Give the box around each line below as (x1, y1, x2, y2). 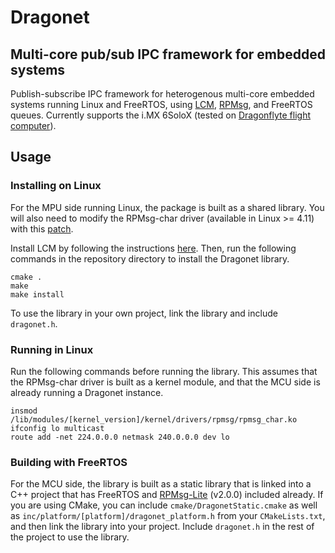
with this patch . (10, 222, 74, 235)
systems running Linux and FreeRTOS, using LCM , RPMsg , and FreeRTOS (10, 99, 313, 110)
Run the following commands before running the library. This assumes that (10, 365, 318, 377)
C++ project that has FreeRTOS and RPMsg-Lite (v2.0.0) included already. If (10, 489, 324, 501)
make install (10, 289, 65, 300)
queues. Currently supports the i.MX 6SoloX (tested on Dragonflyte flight (10, 109, 312, 121)
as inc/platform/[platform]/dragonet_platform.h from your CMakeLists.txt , (10, 510, 326, 522)
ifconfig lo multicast (10, 423, 105, 433)
